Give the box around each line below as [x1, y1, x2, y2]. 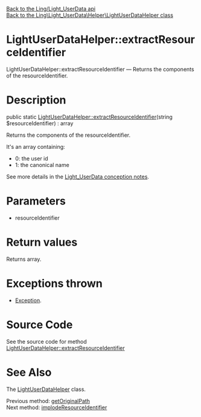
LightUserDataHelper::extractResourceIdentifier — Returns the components [6, 65, 194, 73]
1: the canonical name [14, 161, 69, 168]
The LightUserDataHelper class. [6, 386, 86, 393]
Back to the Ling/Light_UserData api [6, 5, 95, 12]
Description [6, 93, 66, 107]
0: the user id [14, 154, 48, 162]
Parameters [6, 194, 66, 208]
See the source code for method [6, 338, 88, 345]
